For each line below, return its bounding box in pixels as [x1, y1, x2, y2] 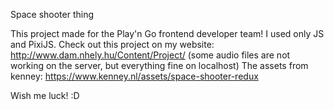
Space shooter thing [10, 9, 95, 20]
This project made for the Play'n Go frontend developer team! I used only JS [10, 28, 325, 39]
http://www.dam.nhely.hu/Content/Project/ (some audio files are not [10, 49, 291, 61]
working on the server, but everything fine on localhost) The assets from [10, 60, 309, 71]
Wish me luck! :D [10, 90, 80, 101]
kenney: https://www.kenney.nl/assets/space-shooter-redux [10, 70, 259, 82]
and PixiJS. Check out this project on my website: [10, 39, 215, 50]
